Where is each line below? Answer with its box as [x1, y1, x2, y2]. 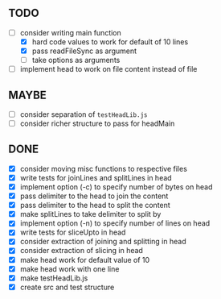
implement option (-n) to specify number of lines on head [19, 218, 211, 228]
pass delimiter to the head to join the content [19, 191, 169, 201]
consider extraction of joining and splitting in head [19, 237, 186, 247]
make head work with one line [19, 264, 120, 273]
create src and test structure [19, 282, 115, 292]
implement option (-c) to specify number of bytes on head [19, 182, 213, 192]
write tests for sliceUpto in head [19, 227, 126, 237]
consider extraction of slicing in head [19, 246, 143, 255]
